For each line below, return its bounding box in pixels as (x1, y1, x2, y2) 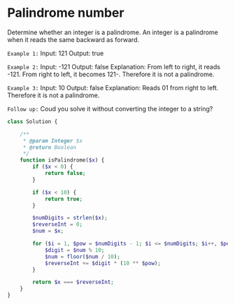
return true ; (44, 195, 83, 202)
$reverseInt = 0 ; (32, 221, 83, 228)
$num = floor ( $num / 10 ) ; (44, 253, 120, 260)
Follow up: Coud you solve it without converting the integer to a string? (7, 104, 213, 113)
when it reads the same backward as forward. (7, 35, 140, 43)
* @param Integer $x (22, 137, 83, 144)
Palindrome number (7, 5, 124, 21)
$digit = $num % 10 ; (44, 246, 105, 253)
